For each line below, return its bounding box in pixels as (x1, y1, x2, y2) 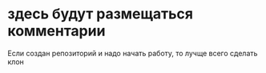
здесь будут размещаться (7, 5, 194, 23)
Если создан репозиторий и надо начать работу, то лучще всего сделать (7, 48, 258, 58)
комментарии (7, 22, 106, 40)
